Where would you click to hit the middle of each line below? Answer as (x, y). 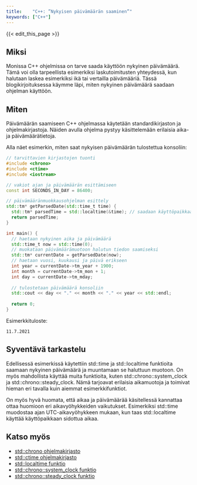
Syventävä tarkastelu (46, 349)
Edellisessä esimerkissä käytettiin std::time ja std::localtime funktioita (89, 363)
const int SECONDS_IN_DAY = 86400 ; (50, 190)
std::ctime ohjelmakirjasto (46, 457)
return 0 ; (23, 304)
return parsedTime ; (35, 217)
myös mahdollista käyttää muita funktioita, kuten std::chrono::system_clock (97, 376)
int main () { (22, 233)
